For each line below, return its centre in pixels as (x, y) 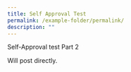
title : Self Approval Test (47, 14)
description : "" (31, 27)
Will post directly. (32, 61)
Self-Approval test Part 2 (43, 47)
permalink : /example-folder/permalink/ (66, 20)
